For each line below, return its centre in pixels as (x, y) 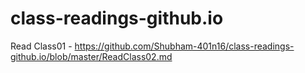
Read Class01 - (41, 46)
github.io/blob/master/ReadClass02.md (91, 56)
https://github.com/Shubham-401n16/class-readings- (184, 46)
